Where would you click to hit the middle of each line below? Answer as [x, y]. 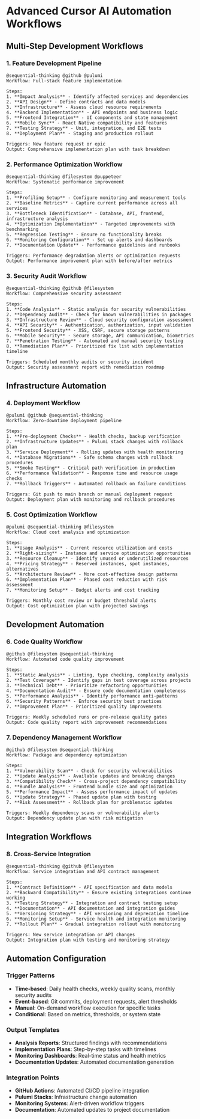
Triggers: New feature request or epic [56, 144]
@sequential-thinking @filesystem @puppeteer [64, 177]
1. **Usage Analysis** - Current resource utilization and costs [89, 548]
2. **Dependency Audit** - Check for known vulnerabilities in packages [99, 315]
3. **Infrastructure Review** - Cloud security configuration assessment [100, 320]
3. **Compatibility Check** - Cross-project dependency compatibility [96, 782]
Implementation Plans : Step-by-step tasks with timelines [86, 1049]
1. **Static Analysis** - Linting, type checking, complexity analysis [97, 675]
